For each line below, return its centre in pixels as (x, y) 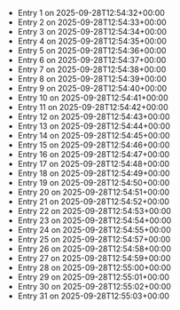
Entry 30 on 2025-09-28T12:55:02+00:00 (94, 286)
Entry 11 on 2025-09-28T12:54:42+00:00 (93, 107)
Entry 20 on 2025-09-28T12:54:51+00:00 (94, 192)
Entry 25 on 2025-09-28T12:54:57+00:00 (94, 239)
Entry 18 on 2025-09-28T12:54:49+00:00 (94, 173)
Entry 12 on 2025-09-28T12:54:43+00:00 (94, 116)
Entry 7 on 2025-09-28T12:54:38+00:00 (92, 69)
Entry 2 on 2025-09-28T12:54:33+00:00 (92, 22)
